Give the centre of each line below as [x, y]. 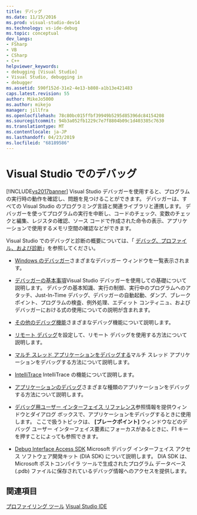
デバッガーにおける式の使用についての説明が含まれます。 [84, 310]
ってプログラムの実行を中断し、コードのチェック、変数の [106, 213]
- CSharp [17, 55]
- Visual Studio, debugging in [44, 77]
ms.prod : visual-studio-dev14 [43, 22]
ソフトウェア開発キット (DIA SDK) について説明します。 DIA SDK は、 [106, 456]
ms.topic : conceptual [33, 34]
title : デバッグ [24, 11]
